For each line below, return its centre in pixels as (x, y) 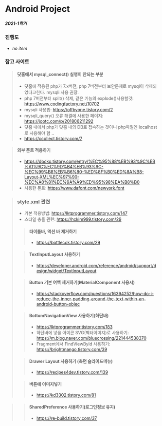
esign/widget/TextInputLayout (66, 271)
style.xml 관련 (33, 202)
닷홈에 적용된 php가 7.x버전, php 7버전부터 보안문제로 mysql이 (84, 86)
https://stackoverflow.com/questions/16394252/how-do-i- (95, 293)
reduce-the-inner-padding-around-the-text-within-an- (91, 299)
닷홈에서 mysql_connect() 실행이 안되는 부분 (60, 75)
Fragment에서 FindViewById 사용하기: (73, 344)
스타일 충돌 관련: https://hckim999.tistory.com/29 (73, 219)
